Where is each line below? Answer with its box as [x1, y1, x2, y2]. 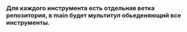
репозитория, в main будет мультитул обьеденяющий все [6, 11, 181, 19]
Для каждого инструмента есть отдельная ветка [6, 4, 155, 12]
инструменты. [6, 19, 50, 27]
